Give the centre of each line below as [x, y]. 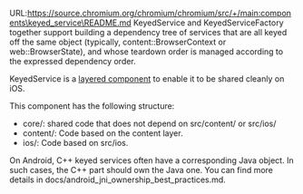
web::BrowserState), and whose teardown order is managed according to [147, 52]
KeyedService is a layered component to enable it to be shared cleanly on [147, 79]
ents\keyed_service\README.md [70, 23]
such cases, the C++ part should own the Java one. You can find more [142, 170]
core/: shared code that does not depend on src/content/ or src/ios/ [149, 123]
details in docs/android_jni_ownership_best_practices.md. [118, 179]
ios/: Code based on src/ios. [75, 143]
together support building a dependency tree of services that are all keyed [148, 32]
